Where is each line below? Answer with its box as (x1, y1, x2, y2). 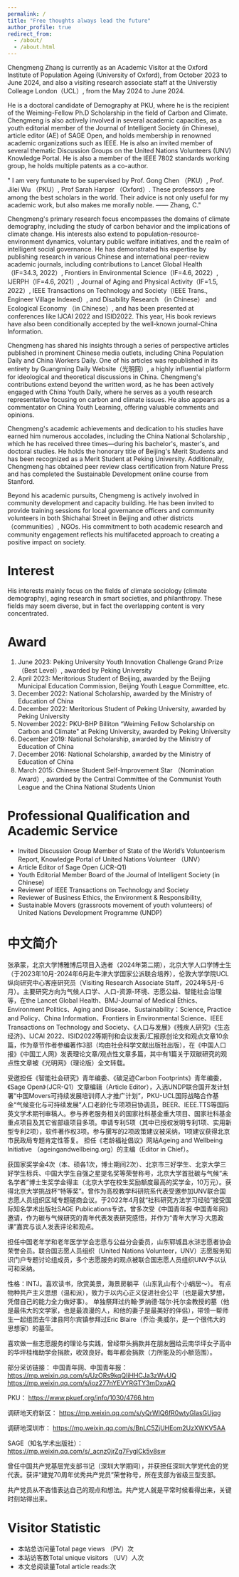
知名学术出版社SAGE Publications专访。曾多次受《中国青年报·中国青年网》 (13, 1204, 232, 1213)
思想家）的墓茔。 (7, 1323, 58, 1333)
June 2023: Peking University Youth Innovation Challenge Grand (17, 657, 207, 666)
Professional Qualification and (7, 808, 191, 824)
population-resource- (137, 229, 201, 238)
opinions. (7, 410, 35, 419)
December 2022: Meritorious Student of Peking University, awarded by (17, 704, 226, 713)
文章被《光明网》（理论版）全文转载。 (19, 1058, 129, 1067)
